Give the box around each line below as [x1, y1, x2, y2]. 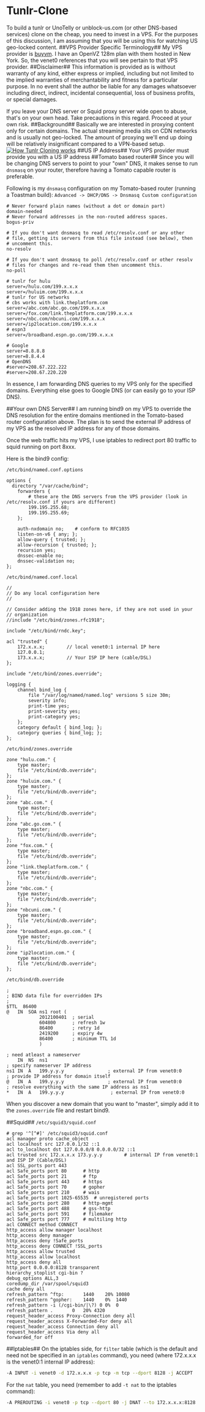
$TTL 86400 [6, 1003, 37, 1010]
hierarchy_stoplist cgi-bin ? [6, 1270, 84, 1276]
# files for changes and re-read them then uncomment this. [6, 262, 163, 268]
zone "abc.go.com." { [6, 821, 62, 827]
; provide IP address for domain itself [6, 1073, 111, 1080]
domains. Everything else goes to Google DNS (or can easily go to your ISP [6, 386, 196, 394]
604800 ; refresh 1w [39, 1019, 105, 1026]
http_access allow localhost [6, 1254, 81, 1260]
